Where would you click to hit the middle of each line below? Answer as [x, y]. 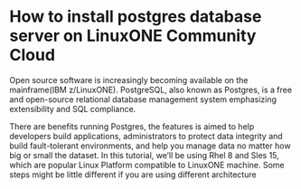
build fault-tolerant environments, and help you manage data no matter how [150, 146]
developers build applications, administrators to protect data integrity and [146, 136]
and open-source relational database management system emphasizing [143, 99]
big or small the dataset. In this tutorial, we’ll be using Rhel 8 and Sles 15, [145, 155]
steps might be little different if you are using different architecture [133, 175]
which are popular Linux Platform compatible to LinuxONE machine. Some [147, 165]
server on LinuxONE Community [133, 36]
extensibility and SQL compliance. [73, 109]
